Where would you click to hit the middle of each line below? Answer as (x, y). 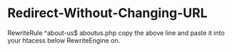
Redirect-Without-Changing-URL (107, 13)
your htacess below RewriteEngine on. (64, 40)
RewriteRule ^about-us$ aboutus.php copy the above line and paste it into (116, 33)
